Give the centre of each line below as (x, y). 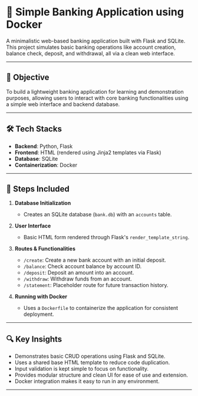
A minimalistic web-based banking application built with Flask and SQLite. (96, 41)
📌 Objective (28, 77)
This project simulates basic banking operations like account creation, (91, 47)
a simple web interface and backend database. (63, 104)
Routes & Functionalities (45, 249)
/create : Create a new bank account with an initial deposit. (95, 260)
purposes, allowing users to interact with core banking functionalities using (97, 98)
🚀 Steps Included (38, 189)
